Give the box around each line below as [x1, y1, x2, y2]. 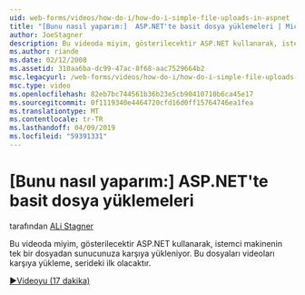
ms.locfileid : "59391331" [9, 132, 107, 141]
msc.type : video [9, 81, 71, 90]
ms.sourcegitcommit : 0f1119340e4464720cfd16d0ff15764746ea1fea [9, 97, 254, 107]
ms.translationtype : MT [9, 107, 100, 116]
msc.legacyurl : [9, 73, 67, 82]
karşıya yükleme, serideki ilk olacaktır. [9, 257, 152, 269]
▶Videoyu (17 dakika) [9, 275, 91, 286]
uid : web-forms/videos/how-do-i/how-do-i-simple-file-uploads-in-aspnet [9, 13, 290, 23]
